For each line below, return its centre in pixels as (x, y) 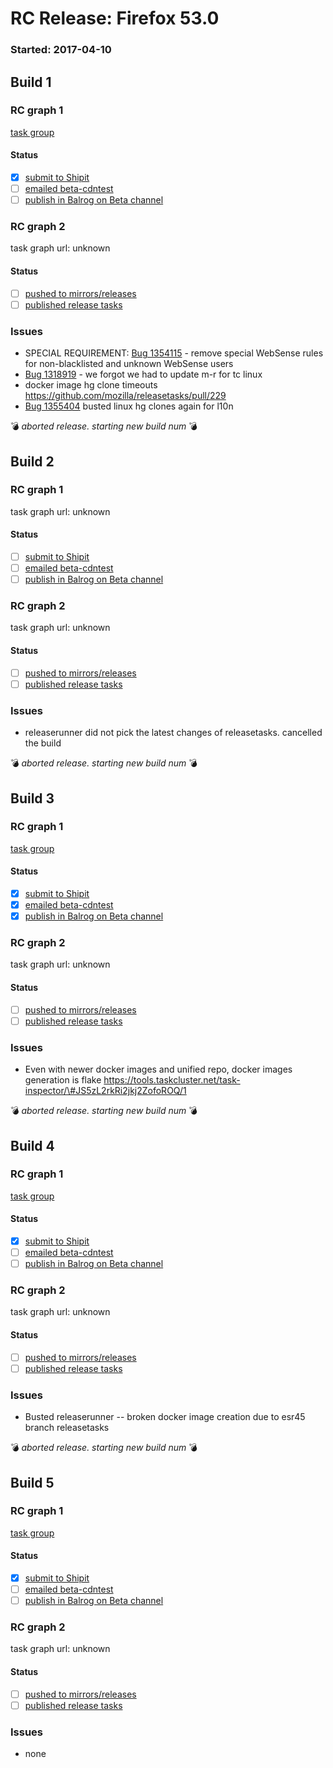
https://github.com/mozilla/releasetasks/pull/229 (125, 396)
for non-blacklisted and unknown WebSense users (129, 364)
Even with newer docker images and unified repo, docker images (158, 1069)
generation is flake (63, 1080)
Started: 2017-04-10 (61, 50)
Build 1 (31, 82)
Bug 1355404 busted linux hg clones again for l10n (129, 406)
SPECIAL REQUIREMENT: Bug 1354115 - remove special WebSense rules (174, 353)
